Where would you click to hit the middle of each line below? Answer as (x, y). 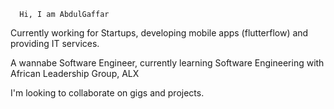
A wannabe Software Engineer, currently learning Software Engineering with (167, 63)
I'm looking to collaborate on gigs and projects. (107, 93)
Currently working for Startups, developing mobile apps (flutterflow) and (159, 33)
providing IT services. (55, 43)
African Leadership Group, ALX (75, 73)
